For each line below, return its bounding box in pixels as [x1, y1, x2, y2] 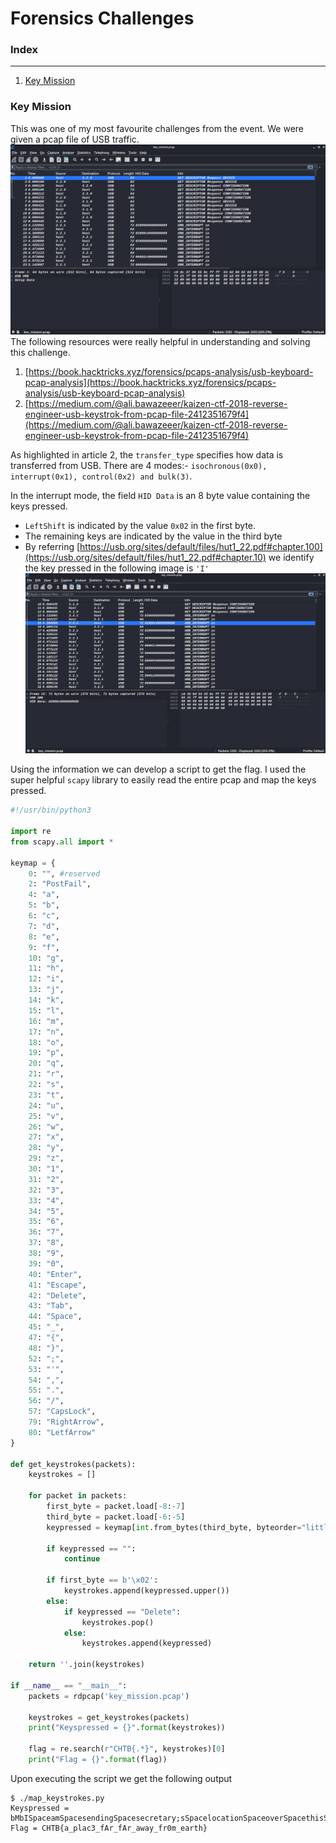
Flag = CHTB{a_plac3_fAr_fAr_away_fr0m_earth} [10, 1823, 208, 1833]
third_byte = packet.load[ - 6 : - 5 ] [46, 1512, 186, 1522]
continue [63, 1554, 101, 1564]
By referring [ [24, 540, 81, 552]
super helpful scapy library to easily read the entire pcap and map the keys [10, 774, 317, 786]
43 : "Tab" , [28, 1301, 74, 1311]
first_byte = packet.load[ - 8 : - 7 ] [46, 1502, 186, 1512]
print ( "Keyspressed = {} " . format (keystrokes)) [28, 1723, 226, 1733]
